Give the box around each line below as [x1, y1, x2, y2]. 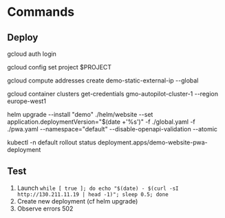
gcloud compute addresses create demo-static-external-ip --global [7, 76, 199, 85]
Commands [7, 4, 75, 20]
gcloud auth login [7, 50, 57, 58]
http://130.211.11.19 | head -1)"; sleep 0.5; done [17, 190, 169, 198]
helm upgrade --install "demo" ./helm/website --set [7, 111, 153, 118]
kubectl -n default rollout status [7, 138, 96, 146]
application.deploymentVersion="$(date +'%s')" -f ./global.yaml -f [7, 118, 196, 126]
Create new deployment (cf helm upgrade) [17, 197, 138, 205]
